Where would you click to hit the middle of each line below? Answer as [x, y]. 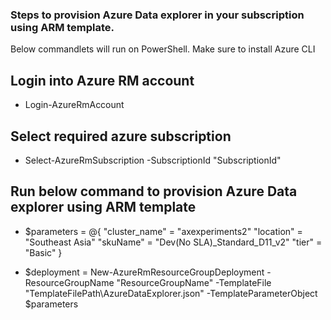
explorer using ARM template [103, 207]
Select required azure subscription [121, 136]
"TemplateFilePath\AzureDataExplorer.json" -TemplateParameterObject [171, 293]
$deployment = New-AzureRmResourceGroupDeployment [144, 272]
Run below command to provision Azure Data [154, 191]
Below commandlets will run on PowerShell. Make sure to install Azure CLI [163, 49]
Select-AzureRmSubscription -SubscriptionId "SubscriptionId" [153, 160]
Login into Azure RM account [102, 80]
